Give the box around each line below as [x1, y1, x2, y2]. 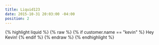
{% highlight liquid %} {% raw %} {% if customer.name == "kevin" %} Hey [5, 30, 154, 35]
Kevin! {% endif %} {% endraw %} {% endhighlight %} [5, 34, 114, 40]
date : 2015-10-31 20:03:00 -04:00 [5, 12, 75, 16]
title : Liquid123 [5, 7, 40, 12]
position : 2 [5, 16, 29, 21]
